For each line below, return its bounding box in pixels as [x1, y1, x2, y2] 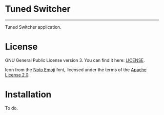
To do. [5, 105, 18, 111]
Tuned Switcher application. [5, 24, 61, 30]
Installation [5, 89, 52, 100]
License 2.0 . [5, 72, 30, 77]
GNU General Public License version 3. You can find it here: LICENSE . [5, 57, 145, 63]
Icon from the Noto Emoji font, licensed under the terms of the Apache [5, 67, 147, 73]
